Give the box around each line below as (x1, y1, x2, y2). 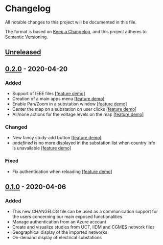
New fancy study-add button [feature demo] (12, 135, 102, 141)
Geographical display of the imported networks (12, 229, 108, 235)
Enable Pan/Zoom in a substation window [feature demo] (12, 101, 127, 107)
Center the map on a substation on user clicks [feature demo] (12, 106, 137, 112)
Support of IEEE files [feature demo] (12, 91, 85, 97)
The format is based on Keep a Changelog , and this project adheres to (5, 28, 147, 34)
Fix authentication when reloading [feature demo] (12, 169, 113, 174)
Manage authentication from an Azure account (12, 219, 107, 225)
